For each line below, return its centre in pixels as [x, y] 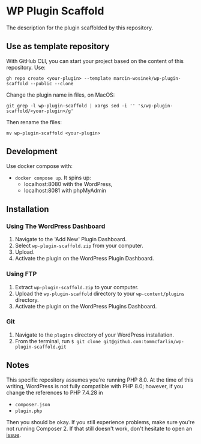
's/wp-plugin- [155, 106]
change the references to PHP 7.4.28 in [55, 392]
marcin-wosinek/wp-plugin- [147, 78]
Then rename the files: [34, 122]
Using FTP [22, 274]
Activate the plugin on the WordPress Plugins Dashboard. [86, 306]
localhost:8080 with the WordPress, [68, 184]
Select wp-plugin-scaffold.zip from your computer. [79, 246]
